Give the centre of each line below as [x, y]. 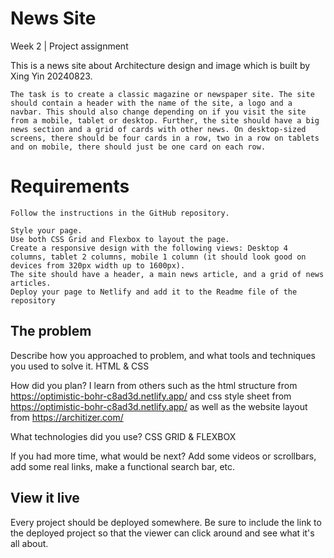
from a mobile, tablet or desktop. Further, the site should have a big [165, 120]
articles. [31, 283]
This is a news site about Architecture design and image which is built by [160, 65]
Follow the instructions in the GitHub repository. [120, 213]
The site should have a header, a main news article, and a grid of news [167, 274]
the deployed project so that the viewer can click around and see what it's [162, 533]
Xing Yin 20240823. [51, 76]
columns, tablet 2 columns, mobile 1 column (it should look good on [158, 257]
